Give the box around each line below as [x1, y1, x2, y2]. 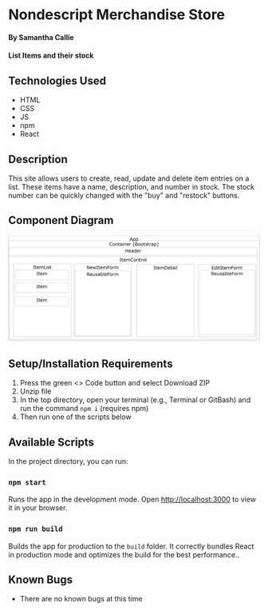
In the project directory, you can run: [8, 457, 128, 466]
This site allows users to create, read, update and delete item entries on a [8, 174, 250, 183]
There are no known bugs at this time [19, 594, 143, 604]
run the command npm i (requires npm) [19, 404, 149, 413]
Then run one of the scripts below [19, 412, 132, 421]
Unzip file [19, 386, 52, 397]
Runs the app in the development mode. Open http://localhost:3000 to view [8, 494, 257, 505]
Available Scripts [8, 435, 94, 449]
